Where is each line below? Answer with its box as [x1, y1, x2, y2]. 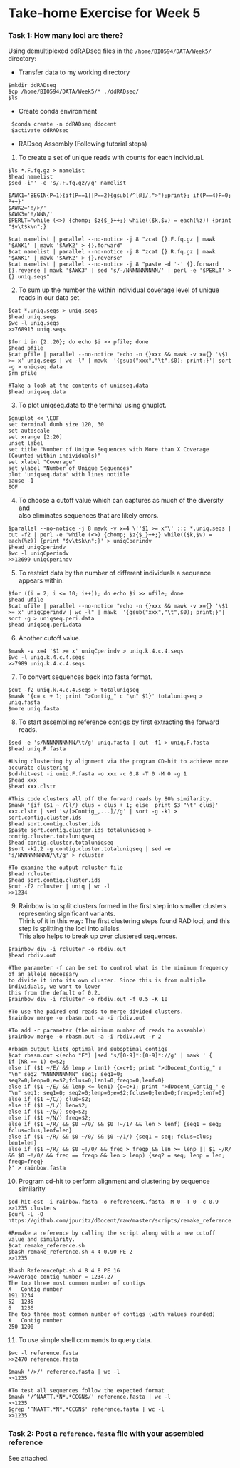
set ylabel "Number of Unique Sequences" [8, 465, 133, 472]
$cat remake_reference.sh [8, 1242, 85, 1250]
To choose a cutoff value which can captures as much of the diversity [18, 496, 224, 505]
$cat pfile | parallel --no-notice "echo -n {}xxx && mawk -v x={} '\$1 [8, 351, 229, 358]
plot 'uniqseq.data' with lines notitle [8, 471, 130, 478]
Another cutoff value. [18, 634, 81, 643]
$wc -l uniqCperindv [8, 550, 70, 558]
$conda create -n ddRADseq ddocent [11, 121, 117, 128]
